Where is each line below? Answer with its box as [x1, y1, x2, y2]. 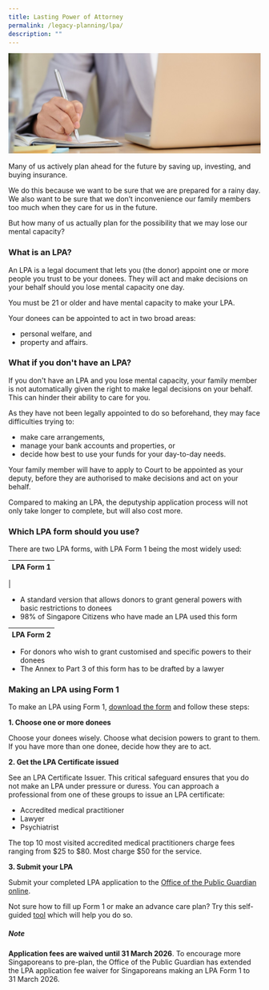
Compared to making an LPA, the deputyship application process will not [8, 497, 248, 507]
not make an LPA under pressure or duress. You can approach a [8, 781, 219, 791]
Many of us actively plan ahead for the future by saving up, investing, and [8, 161, 251, 172]
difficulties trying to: [8, 416, 74, 426]
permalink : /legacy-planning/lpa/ [8, 21, 124, 30]
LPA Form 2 [11, 630, 51, 639]
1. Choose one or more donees [8, 718, 111, 728]
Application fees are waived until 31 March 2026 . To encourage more [8, 949, 242, 959]
